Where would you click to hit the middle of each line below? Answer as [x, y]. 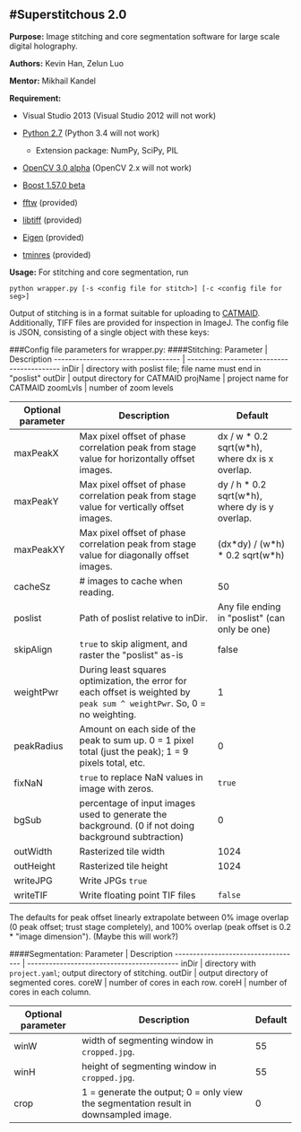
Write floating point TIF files [138, 895]
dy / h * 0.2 [242, 484]
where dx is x [245, 459]
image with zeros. [116, 788]
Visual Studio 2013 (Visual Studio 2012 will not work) [119, 115]
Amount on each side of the [138, 729]
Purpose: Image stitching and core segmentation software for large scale [145, 36]
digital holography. [43, 46]
